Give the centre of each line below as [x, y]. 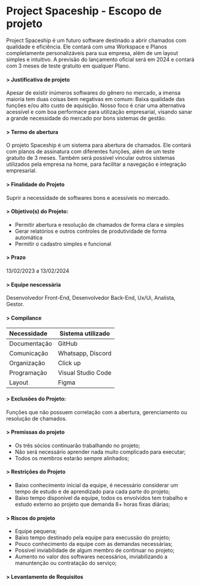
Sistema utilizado [85, 333]
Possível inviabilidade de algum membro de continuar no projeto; [95, 550]
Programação [28, 373]
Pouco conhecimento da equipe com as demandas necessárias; [94, 544]
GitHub [67, 344]
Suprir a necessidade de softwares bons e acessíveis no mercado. [88, 198]
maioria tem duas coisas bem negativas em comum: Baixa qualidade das [96, 99]
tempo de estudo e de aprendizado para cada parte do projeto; [92, 491]
